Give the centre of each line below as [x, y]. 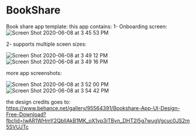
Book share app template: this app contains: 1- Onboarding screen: [87, 26]
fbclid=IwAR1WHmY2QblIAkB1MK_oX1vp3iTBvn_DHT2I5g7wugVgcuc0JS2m [98, 120]
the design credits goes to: [38, 102]
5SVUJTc [18, 127]
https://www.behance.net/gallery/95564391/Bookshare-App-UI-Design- [93, 108]
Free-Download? [26, 114]
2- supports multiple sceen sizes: [46, 44]
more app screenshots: [34, 73]
